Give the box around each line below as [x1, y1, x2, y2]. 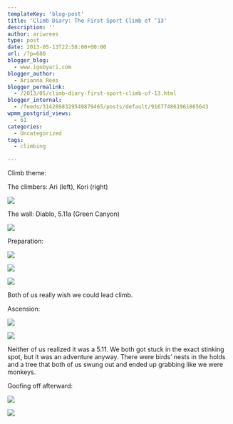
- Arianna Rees [14, 76, 59, 84]
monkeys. [7, 368, 36, 376]
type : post [7, 37, 40, 44]
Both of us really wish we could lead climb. [7, 291, 133, 299]
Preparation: [7, 237, 44, 246]
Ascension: [7, 304, 41, 314]
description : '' [7, 24, 56, 31]
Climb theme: [7, 169, 47, 177]
